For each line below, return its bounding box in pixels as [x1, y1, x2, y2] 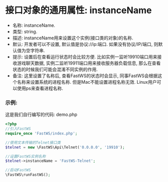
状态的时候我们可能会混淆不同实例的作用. [12, 66, 98, 72]
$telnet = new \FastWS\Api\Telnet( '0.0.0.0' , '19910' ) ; [5, 145, 125, 150]
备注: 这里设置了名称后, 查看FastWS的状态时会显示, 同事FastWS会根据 [12, 73, 158, 79]
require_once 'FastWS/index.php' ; [5, 131, 78, 136]
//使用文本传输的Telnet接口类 [5, 140, 61, 145]
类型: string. [12, 28, 38, 34]
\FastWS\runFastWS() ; [5, 172, 51, 177]
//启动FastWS [5, 167, 31, 173]
